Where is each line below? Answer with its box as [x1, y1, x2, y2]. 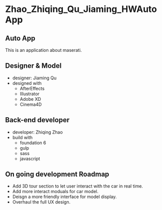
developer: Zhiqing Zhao [12, 129, 63, 135]
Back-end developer [5, 116, 70, 124]
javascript [19, 156, 40, 162]
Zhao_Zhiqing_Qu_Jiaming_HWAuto [5, 3, 157, 15]
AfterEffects [19, 85, 45, 91]
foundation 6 [19, 140, 46, 146]
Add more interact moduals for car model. [12, 189, 99, 195]
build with [12, 134, 33, 140]
